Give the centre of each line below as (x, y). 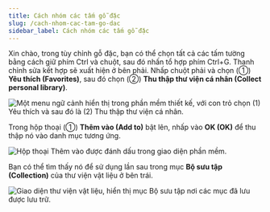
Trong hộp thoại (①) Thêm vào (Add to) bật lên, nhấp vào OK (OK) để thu (132, 127)
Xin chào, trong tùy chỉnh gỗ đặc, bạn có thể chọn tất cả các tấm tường (127, 54)
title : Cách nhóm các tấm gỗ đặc (64, 16)
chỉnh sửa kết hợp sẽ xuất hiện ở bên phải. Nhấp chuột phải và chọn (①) (130, 71)
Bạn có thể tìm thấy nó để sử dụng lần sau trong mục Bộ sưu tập (116, 167)
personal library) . (38, 88)
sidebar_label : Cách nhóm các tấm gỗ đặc (79, 31)
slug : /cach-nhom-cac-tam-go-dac (64, 23)
